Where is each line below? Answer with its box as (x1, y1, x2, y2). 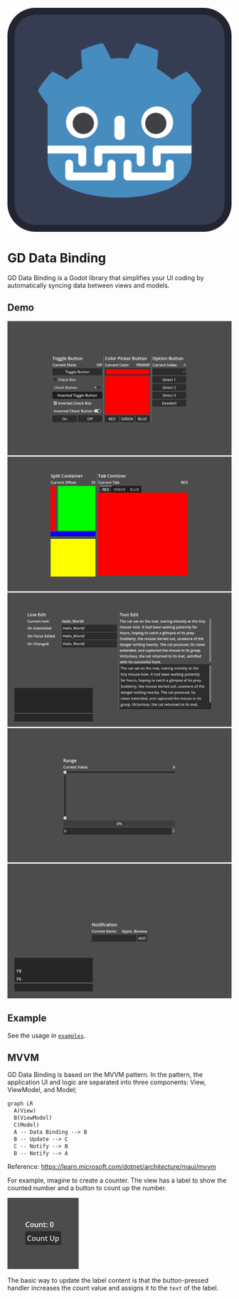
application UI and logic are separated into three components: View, (7, 1078, 206, 1086)
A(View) (14, 1107, 37, 1115)
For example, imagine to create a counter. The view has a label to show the (7, 1176, 227, 1185)
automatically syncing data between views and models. (7, 281, 170, 289)
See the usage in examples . (7, 1031, 86, 1039)
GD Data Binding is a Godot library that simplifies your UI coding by (7, 273, 204, 282)
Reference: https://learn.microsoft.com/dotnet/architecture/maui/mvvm (7, 1162, 217, 1171)
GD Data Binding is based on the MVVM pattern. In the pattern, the (7, 1071, 203, 1079)
